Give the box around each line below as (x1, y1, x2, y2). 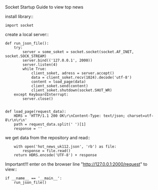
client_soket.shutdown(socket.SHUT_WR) (31, 88, 112, 93)
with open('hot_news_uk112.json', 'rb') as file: (14, 144, 117, 149)
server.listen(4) (22, 62, 58, 67)
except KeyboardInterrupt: (14, 92, 69, 97)
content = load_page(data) (31, 79, 86, 84)
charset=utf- (127, 114, 154, 118)
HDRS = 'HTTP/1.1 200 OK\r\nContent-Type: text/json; (14, 114, 125, 118)
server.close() (22, 96, 54, 101)
